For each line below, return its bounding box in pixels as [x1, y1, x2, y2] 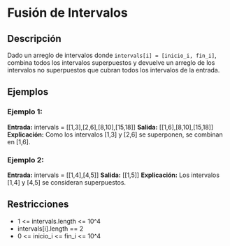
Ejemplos [7, 86, 49, 98]
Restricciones [7, 199, 69, 210]
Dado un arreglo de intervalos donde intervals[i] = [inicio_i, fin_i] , [7, 51, 217, 59]
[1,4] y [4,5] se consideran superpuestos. [7, 178, 127, 186]
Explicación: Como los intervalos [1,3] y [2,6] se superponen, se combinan [7, 130, 223, 139]
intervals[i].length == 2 [17, 224, 84, 233]
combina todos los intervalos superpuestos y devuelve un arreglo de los [7, 59, 215, 67]
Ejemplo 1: [7, 107, 43, 116]
